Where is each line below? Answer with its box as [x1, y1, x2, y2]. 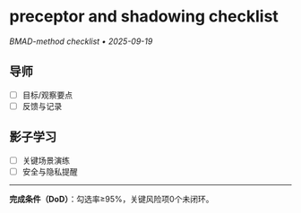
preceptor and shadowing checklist [9, 6, 279, 27]
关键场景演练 [21, 155, 70, 166]
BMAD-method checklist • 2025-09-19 [9, 36, 153, 47]
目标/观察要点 [21, 89, 73, 100]
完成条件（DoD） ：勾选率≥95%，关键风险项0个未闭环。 [9, 193, 214, 204]
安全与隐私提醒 [21, 166, 78, 176]
